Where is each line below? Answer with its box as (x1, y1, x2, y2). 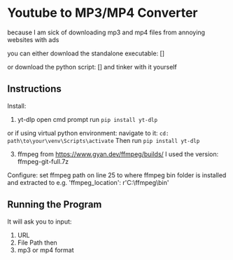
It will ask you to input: (7, 217, 72, 226)
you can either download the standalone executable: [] (7, 49, 165, 57)
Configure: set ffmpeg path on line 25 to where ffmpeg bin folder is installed (7, 170, 227, 179)
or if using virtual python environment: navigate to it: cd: (7, 128, 169, 137)
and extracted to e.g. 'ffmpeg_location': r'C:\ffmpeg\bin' (7, 178, 169, 186)
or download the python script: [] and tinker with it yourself (7, 62, 177, 71)
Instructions (7, 83, 62, 95)
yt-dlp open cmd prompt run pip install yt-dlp (17, 115, 158, 123)
